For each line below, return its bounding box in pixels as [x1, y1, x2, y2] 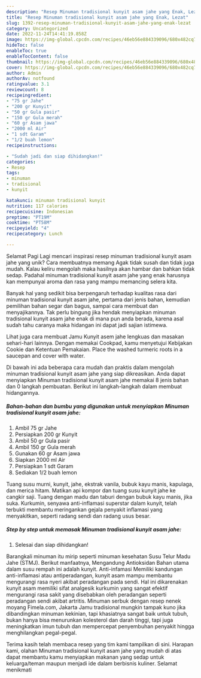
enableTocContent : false [6, 53, 68, 59]
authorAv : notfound [6, 75, 55, 81]
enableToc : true [6, 48, 47, 54]
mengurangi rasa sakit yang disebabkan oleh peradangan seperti [6, 591, 167, 598]
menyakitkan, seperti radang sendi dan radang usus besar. [6, 512, 151, 519]
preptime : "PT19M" [6, 214, 52, 220]
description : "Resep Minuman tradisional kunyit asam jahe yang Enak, [6, 8, 186, 15]
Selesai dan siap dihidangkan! [14, 541, 89, 548]
